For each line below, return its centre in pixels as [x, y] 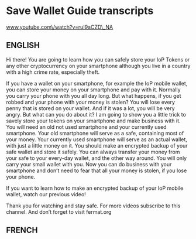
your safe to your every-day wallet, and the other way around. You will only [97, 158]
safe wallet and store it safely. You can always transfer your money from [93, 152]
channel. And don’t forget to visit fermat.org [59, 211]
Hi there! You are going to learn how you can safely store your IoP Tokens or [98, 59]
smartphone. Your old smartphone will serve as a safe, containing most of [95, 133]
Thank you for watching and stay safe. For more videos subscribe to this [93, 206]
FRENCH [22, 231]
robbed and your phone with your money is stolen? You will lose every [91, 102]
